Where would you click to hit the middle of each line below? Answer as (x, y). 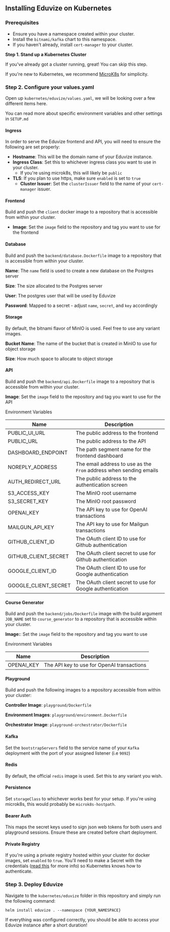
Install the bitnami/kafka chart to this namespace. (65, 39)
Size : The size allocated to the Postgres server (54, 286)
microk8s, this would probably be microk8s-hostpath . (60, 804)
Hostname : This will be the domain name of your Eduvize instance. (82, 157)
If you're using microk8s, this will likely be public (71, 173)
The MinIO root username (106, 493)
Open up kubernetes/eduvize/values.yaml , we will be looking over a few (80, 98)
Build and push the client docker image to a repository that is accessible (81, 212)
